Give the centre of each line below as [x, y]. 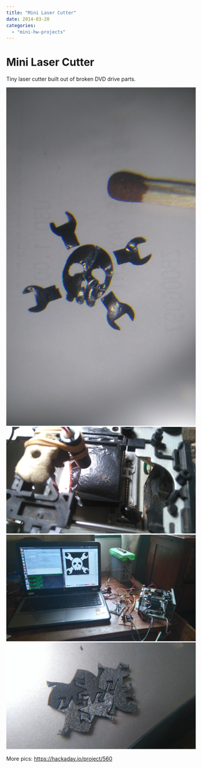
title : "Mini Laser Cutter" [41, 13]
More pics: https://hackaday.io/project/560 [60, 758]
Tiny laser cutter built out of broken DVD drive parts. [71, 79]
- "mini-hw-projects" [39, 32]
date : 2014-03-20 [28, 19]
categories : [21, 25]
